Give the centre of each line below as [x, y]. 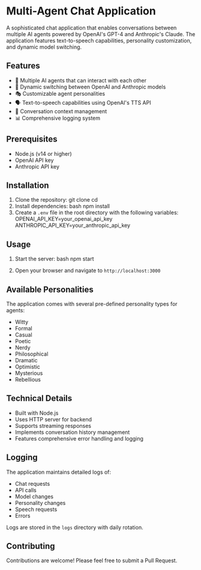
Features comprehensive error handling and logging [79, 438]
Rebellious [28, 379]
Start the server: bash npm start [54, 259]
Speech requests [36, 509]
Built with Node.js [37, 413]
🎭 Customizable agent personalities [60, 93]
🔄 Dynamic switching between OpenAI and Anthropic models [90, 87]
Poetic [23, 341]
